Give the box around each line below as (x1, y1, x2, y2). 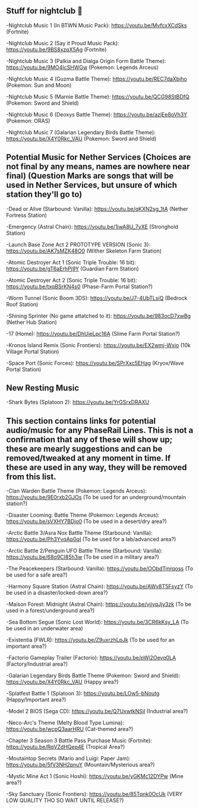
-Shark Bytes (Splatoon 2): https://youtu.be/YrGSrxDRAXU (6, 399, 150, 406)
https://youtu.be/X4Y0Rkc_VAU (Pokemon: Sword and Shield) (6, 135, 157, 142)
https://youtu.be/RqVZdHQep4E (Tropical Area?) (6, 744, 125, 751)
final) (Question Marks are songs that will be (6, 171, 174, 181)
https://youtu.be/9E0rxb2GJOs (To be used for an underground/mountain (6, 494, 186, 501)
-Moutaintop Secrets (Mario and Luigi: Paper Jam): (6, 755, 131, 762)
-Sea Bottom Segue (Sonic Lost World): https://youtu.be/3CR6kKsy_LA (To (6, 619, 189, 626)
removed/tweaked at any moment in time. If (6, 453, 171, 463)
